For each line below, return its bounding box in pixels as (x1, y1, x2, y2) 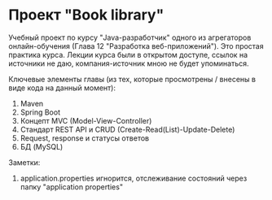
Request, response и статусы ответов (20, 133, 150, 143)
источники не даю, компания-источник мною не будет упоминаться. (8, 59, 250, 68)
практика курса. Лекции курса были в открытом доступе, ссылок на (8, 50, 248, 59)
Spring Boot (20, 107, 61, 117)
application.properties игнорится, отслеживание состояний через (20, 173, 248, 183)
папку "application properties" (20, 181, 124, 192)
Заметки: (8, 157, 41, 167)
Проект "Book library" (8, 6, 165, 24)
